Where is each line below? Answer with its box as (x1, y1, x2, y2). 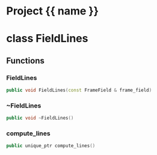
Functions (6, 55, 45, 65)
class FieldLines (6, 32, 88, 46)
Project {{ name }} (6, 4, 99, 18)
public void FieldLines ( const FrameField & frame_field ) (6, 87, 152, 94)
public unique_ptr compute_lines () (6, 143, 96, 149)
